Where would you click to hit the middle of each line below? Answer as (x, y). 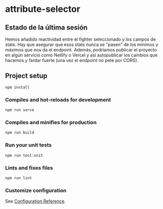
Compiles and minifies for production (51, 122)
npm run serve (20, 110)
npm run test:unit (24, 155)
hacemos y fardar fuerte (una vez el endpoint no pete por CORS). (72, 60)
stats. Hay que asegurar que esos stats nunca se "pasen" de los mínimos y (82, 45)
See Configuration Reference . (35, 201)
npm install (17, 87)
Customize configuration (36, 190)
